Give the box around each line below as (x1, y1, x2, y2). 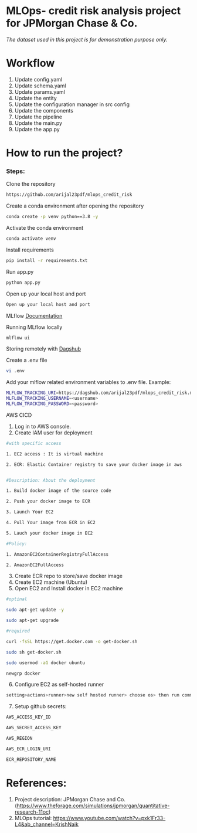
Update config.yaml (14, 76, 63, 83)
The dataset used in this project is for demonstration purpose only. (6, 36, 168, 43)
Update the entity (14, 94, 57, 101)
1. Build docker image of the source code (6, 488, 111, 494)
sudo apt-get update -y (6, 607, 64, 613)
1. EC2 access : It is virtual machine (6, 451, 104, 457)
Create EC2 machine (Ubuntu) (14, 579, 88, 586)
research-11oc (14, 808, 49, 815)
